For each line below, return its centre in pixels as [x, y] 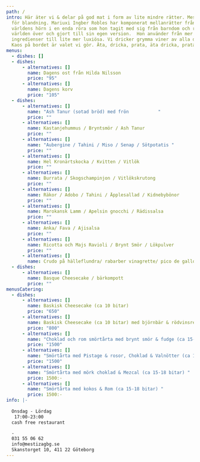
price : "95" [43, 78]
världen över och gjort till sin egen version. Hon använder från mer [102, 34]
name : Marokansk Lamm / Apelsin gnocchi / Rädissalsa [96, 212]
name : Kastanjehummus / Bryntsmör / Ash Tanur [86, 128]
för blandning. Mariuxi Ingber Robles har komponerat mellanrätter [97, 23]
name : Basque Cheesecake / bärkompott [76, 278]
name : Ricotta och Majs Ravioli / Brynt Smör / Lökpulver [101, 245]
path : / [16, 12]
